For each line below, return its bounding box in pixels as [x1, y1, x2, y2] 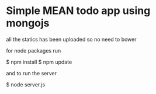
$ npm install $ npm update [6, 58, 72, 65]
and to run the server [6, 69, 57, 76]
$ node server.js [6, 81, 46, 88]
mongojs [6, 16, 50, 30]
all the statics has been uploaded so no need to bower [6, 36, 137, 43]
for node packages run [6, 47, 61, 54]
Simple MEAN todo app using [6, 4, 151, 18]
